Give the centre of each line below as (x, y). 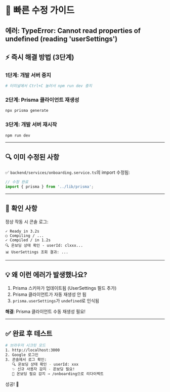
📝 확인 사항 (22, 209)
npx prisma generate (27, 111)
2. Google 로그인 (22, 355)
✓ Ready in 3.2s (22, 231)
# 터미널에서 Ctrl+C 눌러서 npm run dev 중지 (49, 86)
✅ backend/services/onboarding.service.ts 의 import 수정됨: (68, 172)
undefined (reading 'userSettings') (61, 39)
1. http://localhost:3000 (32, 350)
